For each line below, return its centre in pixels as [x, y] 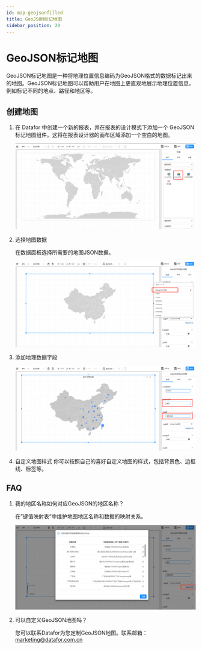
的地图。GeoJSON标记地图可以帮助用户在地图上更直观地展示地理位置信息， [100, 83]
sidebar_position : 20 [33, 25]
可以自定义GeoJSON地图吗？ [51, 620]
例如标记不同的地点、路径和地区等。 [51, 91]
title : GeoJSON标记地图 [34, 19]
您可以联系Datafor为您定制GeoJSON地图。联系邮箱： [81, 633]
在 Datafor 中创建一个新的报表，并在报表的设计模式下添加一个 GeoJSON [104, 127]
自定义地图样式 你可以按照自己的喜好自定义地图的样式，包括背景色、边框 [105, 461]
